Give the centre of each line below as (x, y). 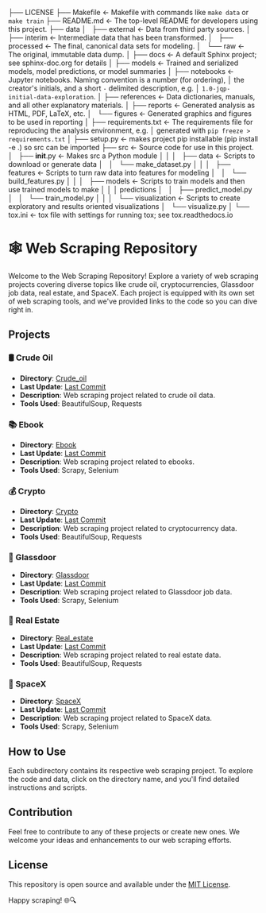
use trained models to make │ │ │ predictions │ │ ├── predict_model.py (130, 190)
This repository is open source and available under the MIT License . (120, 884)
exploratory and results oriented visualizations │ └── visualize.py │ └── (129, 206)
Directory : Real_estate (56, 638)
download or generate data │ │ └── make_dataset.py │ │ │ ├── (120, 164)
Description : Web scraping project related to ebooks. (107, 462)
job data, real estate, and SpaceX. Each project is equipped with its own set (132, 292)
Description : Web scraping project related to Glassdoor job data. (126, 591)
